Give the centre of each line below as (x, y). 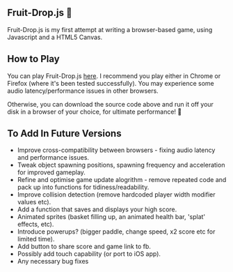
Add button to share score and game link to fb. (84, 247)
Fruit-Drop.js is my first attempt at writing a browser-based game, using (110, 29)
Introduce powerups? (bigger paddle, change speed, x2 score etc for (116, 232)
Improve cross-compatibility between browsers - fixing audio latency (116, 150)
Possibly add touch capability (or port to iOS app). (89, 254)
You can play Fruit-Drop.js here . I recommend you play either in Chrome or (114, 76)
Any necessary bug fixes (53, 262)
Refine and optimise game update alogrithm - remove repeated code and (122, 180)
